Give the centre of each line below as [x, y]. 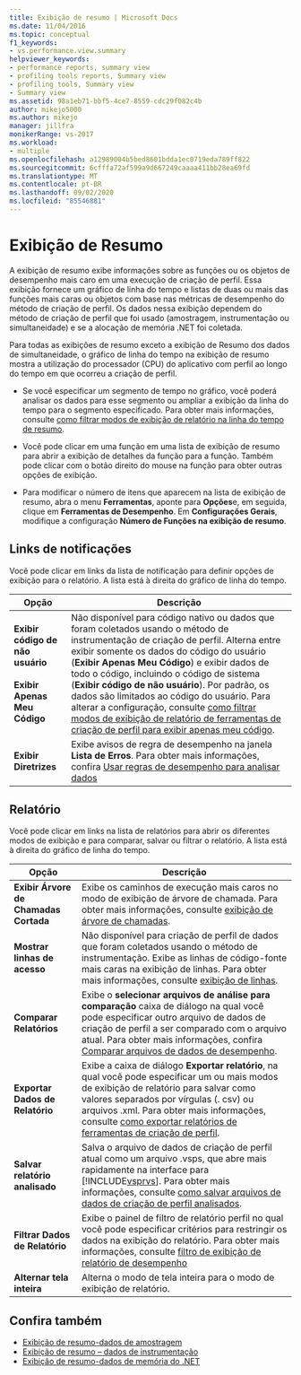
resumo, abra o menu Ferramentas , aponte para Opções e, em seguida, [155, 501]
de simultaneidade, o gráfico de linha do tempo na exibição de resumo [139, 354]
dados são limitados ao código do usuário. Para [171, 696]
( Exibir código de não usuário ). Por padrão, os [170, 684]
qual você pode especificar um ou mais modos [180, 1077]
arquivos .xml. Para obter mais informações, [173, 1110]
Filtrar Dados [42, 1235]
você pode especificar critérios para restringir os [184, 1230]
